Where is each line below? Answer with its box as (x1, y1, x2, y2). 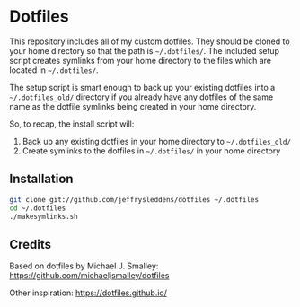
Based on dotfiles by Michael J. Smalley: (9, 260, 159, 271)
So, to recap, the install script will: (9, 118, 135, 129)
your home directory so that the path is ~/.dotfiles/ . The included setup (9, 45, 280, 56)
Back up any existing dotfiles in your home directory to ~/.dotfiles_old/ (22, 136, 292, 146)
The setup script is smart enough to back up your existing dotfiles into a (9, 82, 276, 92)
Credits (9, 236, 52, 252)
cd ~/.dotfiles (9, 204, 66, 213)
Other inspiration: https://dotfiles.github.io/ (9, 287, 168, 298)
